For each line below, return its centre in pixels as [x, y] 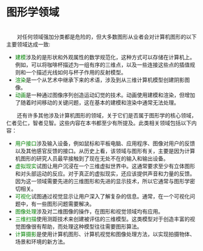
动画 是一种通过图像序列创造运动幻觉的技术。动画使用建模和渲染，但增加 [105, 95]
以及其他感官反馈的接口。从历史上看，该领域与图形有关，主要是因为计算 [105, 151]
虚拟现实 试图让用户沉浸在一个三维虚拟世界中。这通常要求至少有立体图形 [105, 166]
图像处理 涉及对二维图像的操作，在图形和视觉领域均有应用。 [89, 211]
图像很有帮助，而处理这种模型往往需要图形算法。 [81, 226]
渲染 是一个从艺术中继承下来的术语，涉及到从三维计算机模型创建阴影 [100, 80]
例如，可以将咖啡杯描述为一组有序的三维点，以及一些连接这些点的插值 [102, 65]
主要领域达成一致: [28, 44]
